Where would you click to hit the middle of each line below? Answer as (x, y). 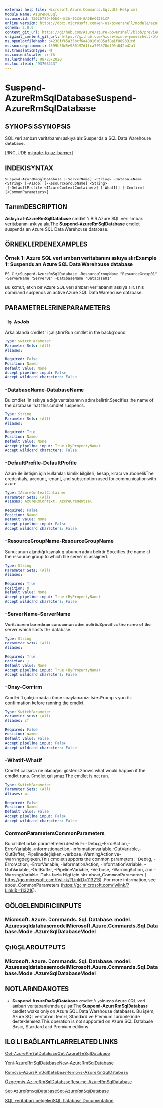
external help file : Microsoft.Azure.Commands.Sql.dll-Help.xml (71, 9)
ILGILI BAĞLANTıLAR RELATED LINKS (62, 1042)
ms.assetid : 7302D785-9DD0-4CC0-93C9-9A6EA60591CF (57, 18)
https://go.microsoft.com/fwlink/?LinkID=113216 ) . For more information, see (81, 880)
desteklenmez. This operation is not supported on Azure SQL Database (82, 1021)
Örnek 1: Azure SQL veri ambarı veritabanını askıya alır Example (81, 258)
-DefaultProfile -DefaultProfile (41, 463)
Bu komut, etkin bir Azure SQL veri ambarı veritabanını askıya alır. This (74, 287)
